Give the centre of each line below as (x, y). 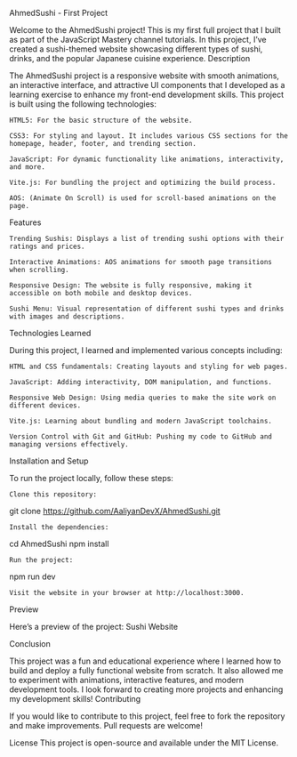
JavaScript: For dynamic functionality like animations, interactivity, (147, 159)
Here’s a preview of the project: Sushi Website (94, 627)
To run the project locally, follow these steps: (91, 478)
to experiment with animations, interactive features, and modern (127, 680)
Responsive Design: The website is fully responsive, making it (131, 286)
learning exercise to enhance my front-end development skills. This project (147, 94)
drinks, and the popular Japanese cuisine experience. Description (130, 58)
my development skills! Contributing (75, 699)
